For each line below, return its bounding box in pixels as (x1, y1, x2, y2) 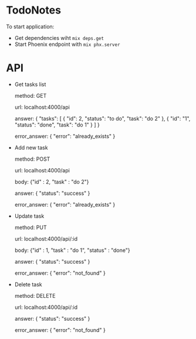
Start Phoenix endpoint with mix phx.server (14, 41, 120, 48)
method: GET (14, 92, 47, 99)
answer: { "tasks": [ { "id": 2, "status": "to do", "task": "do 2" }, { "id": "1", (14, 115, 191, 122)
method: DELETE (14, 292, 56, 299)
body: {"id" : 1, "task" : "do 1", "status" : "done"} (14, 247, 130, 254)
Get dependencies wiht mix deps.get (14, 34, 104, 41)
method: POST (14, 155, 50, 162)
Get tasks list (14, 81, 46, 88)
